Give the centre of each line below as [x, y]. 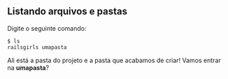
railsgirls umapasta [37, 47]
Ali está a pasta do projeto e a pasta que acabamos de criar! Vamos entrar [114, 60]
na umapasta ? [28, 67]
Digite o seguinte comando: [47, 28]
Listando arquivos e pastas [67, 12]
